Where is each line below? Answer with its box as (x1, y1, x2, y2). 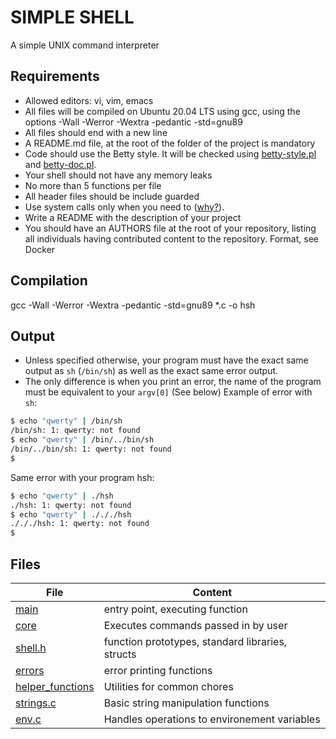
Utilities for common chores (103, 679, 234, 693)
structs (103, 647, 137, 661)
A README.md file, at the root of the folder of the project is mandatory (24, 137, 316, 149)
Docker (24, 243, 56, 255)
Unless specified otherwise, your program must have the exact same (24, 354, 309, 366)
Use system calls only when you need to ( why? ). (24, 201, 225, 213)
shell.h (15, 641, 47, 655)
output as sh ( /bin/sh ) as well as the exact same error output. (24, 365, 279, 377)
